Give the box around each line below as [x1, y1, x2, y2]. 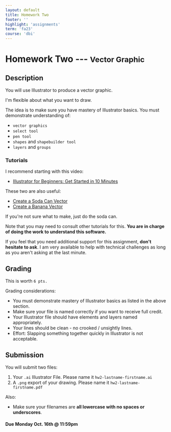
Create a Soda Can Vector [12, 198, 68, 204]
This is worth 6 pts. [5, 278, 47, 284]
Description [5, 74, 43, 82]
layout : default [5, 7, 40, 13]
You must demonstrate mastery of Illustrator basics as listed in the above [12, 298, 166, 304]
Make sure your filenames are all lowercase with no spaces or [12, 403, 145, 410]
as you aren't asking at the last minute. [5, 249, 87, 256]
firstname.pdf [12, 384, 43, 390]
